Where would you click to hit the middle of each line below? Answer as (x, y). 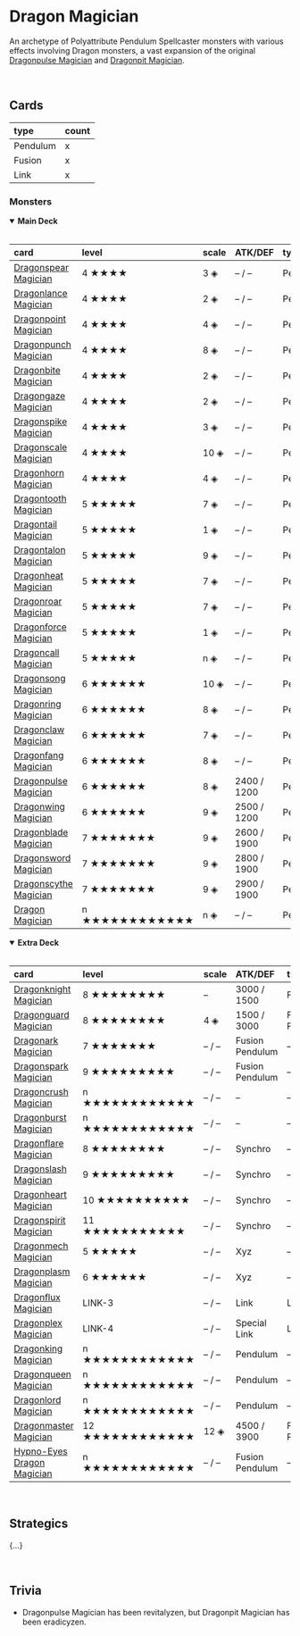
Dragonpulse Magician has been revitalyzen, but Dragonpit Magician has (156, 1612)
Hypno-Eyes (41, 1451)
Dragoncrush (41, 1092)
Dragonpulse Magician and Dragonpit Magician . (97, 60)
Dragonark (36, 1040)
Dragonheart (40, 1195)
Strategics (39, 1524)
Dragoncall (37, 653)
